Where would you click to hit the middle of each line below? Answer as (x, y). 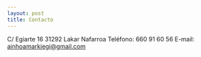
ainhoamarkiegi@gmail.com (46, 46)
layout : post (26, 13)
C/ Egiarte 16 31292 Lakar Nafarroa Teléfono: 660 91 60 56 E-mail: (101, 39)
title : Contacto (30, 20)
